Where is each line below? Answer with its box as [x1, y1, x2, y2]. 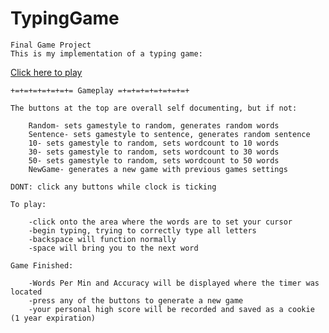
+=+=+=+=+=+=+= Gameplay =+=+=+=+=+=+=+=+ [10, 85, 190, 96]
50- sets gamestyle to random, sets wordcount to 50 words [28, 155, 280, 166]
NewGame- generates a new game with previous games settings [28, 164, 288, 174]
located [10, 287, 43, 297]
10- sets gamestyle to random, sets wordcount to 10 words [28, 138, 280, 148]
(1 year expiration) [10, 313, 97, 323]
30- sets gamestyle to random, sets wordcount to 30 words [28, 147, 280, 157]
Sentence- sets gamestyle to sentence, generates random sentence [28, 129, 311, 139]
